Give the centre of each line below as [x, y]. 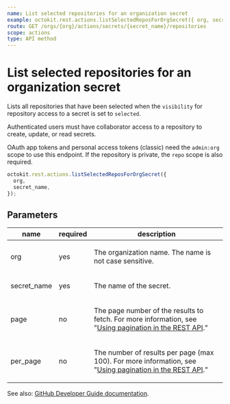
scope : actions [29, 33]
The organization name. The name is [152, 253]
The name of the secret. [132, 286]
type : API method [32, 39]
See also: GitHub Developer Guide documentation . [78, 394]
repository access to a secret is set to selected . [74, 114]
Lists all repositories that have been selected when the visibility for [105, 106]
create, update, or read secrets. [52, 134]
